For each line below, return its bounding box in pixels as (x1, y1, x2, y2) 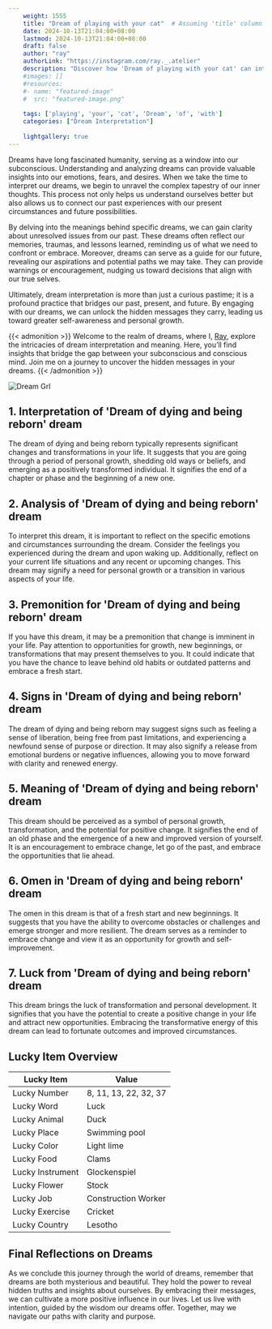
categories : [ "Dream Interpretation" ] (23, 118, 154, 126)
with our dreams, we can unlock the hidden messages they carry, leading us (8, 307, 263, 316)
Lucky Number (12, 1087, 69, 1099)
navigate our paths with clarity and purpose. (8, 1311, 156, 1321)
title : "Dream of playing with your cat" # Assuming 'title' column (23, 19, 263, 28)
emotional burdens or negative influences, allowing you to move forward (8, 749, 250, 759)
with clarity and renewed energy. (8, 758, 118, 768)
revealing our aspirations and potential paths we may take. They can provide (8, 256, 263, 266)
